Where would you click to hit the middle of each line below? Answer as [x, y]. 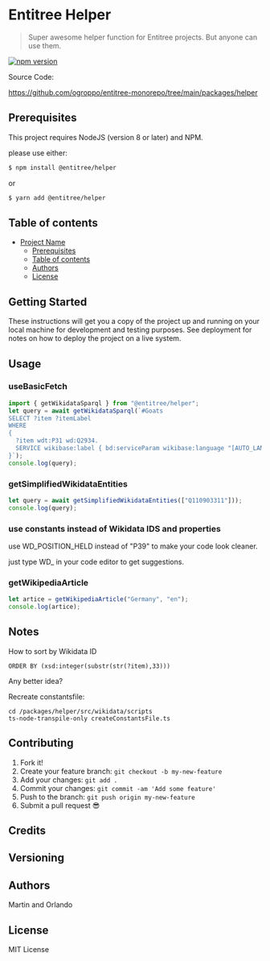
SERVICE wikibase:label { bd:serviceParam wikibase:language [120, 449]
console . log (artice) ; [45, 607]
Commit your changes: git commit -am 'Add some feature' [118, 788]
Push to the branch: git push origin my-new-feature [107, 797]
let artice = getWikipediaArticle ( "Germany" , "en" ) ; [98, 599]
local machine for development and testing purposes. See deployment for [130, 330]
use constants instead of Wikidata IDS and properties [115, 528]
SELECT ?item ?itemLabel [50, 418]
